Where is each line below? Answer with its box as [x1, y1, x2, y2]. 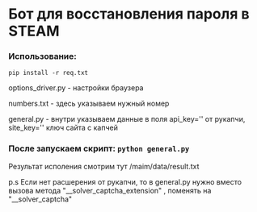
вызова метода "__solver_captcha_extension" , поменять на [8, 185, 212, 195]
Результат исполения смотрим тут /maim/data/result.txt [8, 161, 200, 171]
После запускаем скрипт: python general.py [8, 143, 190, 154]
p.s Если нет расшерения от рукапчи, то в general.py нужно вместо [8, 177, 242, 186]
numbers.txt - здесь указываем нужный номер [8, 98, 170, 109]
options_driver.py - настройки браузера [8, 83, 144, 93]
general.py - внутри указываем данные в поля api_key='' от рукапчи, [8, 114, 246, 124]
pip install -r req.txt [8, 69, 89, 77]
